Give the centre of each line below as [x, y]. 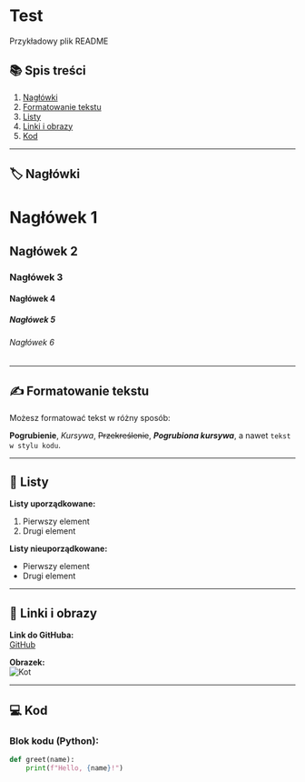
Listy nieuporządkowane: [59, 549]
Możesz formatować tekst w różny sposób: [90, 417]
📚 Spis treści [48, 70]
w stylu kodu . [35, 445]
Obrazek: [27, 662]
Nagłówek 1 [54, 218]
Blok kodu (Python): [54, 740]
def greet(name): [42, 759]
